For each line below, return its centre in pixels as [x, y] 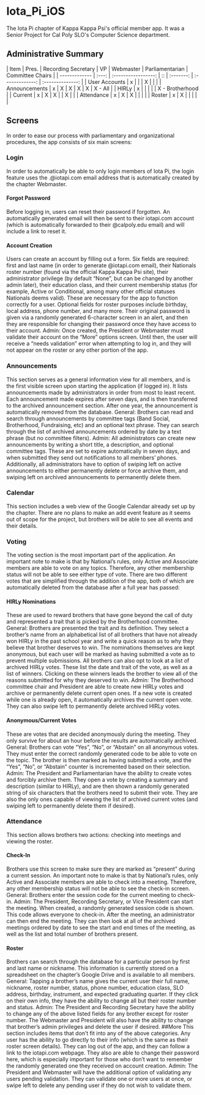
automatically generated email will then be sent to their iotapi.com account [100, 218]
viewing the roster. [30, 841]
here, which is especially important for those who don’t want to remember [99, 1059]
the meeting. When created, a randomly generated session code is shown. [100, 908]
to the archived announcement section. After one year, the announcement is [102, 405]
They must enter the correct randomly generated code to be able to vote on [102, 753]
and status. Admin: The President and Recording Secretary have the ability [100, 1007]
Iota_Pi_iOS [36, 11]
